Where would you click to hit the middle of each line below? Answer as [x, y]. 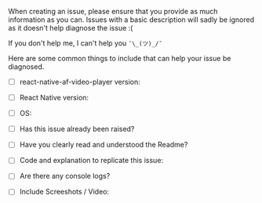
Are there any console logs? [65, 176]
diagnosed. [26, 67]
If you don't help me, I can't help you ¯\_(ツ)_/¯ [86, 43]
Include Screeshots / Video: [64, 192]
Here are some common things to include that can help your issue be [120, 58]
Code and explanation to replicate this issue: [91, 161]
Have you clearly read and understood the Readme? [104, 145]
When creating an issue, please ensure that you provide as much [113, 11]
